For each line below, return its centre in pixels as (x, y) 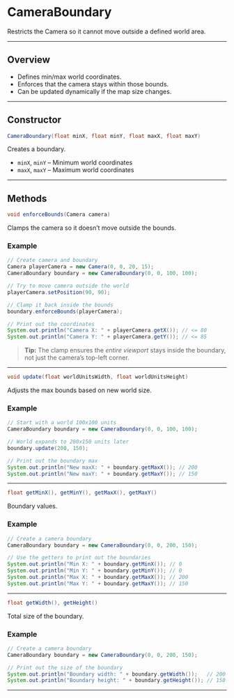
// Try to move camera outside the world (68, 286)
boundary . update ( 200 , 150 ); (48, 448)
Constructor (34, 120)
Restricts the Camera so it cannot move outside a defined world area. (107, 31)
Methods (27, 198)
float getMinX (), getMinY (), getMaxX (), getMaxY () (82, 493)
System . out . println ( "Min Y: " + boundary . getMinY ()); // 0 (95, 571)
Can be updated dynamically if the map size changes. (94, 91)
